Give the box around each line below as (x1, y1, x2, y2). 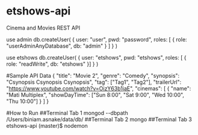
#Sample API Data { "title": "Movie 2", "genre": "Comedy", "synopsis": (6, 72, 180, 79)
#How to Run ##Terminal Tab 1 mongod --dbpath (6, 109, 128, 116)
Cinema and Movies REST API (6, 24, 80, 31)
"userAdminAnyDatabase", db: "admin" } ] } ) (6, 42, 118, 49)
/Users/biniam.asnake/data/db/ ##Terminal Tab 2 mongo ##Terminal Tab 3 (6, 116, 193, 123)
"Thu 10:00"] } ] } (6, 98, 49, 105)
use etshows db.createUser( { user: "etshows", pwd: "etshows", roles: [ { (6, 54, 187, 61)
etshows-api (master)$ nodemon (6, 122, 88, 129)
